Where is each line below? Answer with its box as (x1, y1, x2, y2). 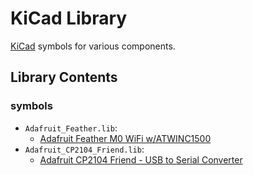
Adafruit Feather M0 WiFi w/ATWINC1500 (39, 132, 212, 144)
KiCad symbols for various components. (10, 40, 176, 52)
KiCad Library (10, 7, 128, 30)
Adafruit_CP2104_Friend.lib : (24, 143, 145, 155)
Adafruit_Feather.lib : (24, 122, 118, 134)
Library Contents (10, 69, 118, 86)
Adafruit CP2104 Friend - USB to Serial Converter (39, 153, 243, 166)
